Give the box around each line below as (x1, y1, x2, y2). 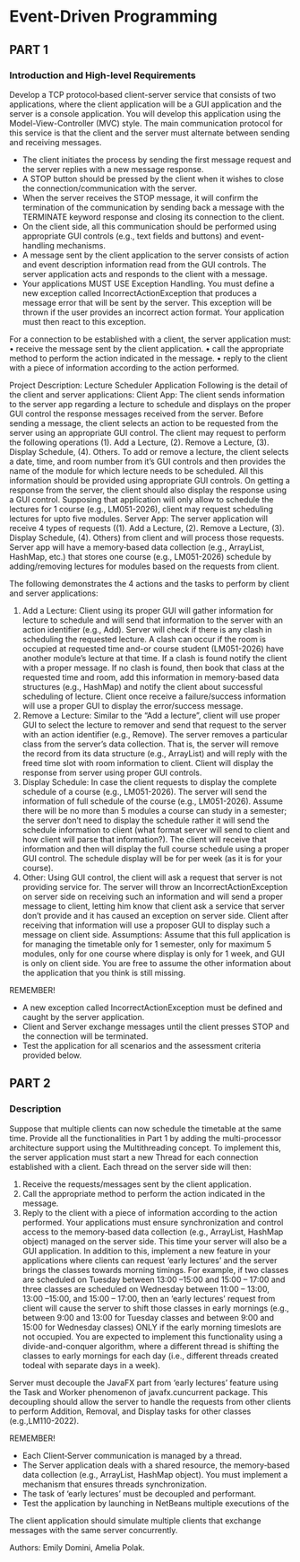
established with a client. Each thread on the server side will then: (9, 1161, 252, 1172)
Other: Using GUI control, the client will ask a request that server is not (21, 872, 283, 883)
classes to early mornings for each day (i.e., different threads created (21, 1350, 279, 1361)
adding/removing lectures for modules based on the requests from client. (9, 561, 279, 572)
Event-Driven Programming (9, 6, 218, 27)
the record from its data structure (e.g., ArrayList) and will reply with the (21, 747, 288, 759)
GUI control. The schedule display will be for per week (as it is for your (21, 852, 283, 863)
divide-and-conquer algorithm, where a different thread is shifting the (21, 1340, 279, 1351)
